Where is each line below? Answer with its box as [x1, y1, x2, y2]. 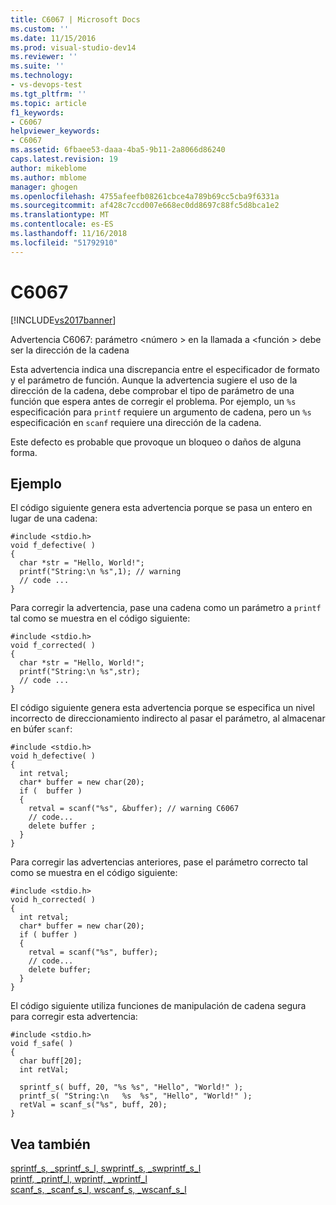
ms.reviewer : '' [10, 52, 78, 62]
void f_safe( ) [10, 1039, 74, 1049]
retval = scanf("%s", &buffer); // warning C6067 [28, 804, 240, 814]
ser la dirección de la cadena [10, 344, 130, 356]
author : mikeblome [10, 163, 87, 173]
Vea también [10, 1136, 91, 1153]
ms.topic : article [10, 98, 87, 108]
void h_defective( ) [10, 751, 97, 761]
